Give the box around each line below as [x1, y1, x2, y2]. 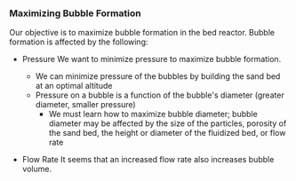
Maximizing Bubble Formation [9, 7, 141, 20]
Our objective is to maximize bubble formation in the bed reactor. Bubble [9, 28, 276, 38]
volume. [21, 163, 52, 175]
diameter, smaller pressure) [35, 99, 136, 110]
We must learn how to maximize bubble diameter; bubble [48, 109, 258, 120]
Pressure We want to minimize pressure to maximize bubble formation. [21, 54, 282, 65]
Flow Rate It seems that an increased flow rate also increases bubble [21, 154, 275, 165]
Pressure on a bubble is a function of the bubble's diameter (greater [35, 90, 284, 100]
